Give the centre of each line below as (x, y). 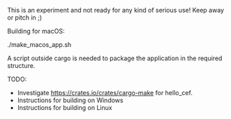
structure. (21, 65)
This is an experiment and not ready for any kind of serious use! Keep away (116, 10)
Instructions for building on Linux (65, 107)
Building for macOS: (36, 31)
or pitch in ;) (25, 17)
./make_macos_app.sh (39, 44)
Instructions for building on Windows (70, 100)
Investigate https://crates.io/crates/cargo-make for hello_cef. (105, 93)
